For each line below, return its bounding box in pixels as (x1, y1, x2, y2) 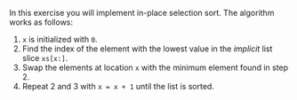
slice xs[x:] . (21, 53, 68, 63)
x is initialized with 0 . (21, 35, 98, 44)
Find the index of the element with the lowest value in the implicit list (21, 43, 273, 54)
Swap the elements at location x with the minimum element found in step (21, 62, 289, 73)
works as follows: (9, 17, 74, 27)
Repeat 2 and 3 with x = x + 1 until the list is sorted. (21, 81, 215, 91)
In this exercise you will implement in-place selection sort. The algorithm (9, 8, 275, 18)
